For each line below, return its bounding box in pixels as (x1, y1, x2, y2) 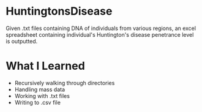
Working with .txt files (14, 92, 70, 99)
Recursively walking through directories (14, 79, 115, 86)
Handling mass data (14, 86, 65, 93)
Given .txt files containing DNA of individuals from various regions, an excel (6, 24, 196, 32)
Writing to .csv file (14, 99, 61, 106)
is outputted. (6, 37, 38, 45)
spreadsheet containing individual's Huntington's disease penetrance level (6, 31, 194, 38)
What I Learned (6, 59, 85, 73)
